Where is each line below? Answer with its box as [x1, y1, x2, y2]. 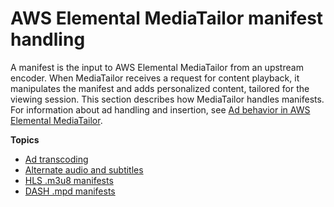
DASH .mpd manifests [24, 185, 116, 197]
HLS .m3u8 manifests [24, 174, 114, 186]
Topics [10, 133, 40, 146]
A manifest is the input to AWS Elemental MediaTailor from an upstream [10, 61, 304, 73]
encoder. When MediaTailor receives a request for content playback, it [10, 72, 300, 84]
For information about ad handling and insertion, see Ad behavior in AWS [10, 103, 311, 116]
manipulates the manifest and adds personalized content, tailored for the [10, 82, 310, 94]
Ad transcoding [24, 153, 89, 165]
